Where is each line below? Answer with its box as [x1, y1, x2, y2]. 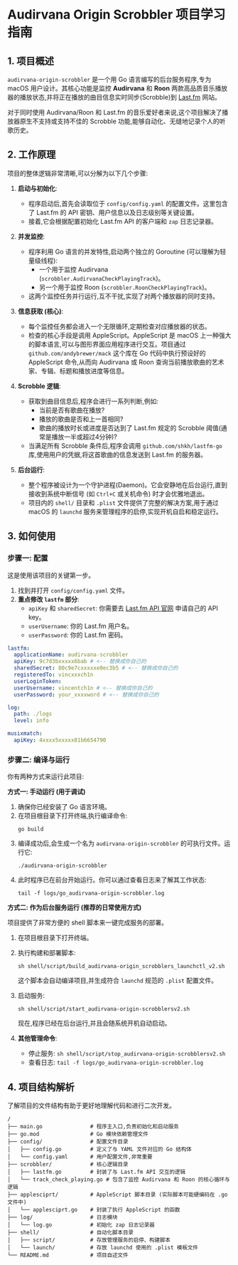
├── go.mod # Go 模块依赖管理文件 [7, 1130, 149, 1138]
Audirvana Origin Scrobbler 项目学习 [7, 6, 226, 23]
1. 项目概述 [7, 55, 55, 67]
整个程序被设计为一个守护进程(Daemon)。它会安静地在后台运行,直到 [28, 480, 227, 489]
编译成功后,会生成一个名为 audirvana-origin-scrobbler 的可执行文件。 [17, 839, 225, 848]
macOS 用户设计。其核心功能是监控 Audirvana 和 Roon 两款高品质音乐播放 [7, 84, 228, 93]
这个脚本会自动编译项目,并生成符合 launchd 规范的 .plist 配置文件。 [17, 977, 218, 985]
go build [17, 826, 44, 833]
